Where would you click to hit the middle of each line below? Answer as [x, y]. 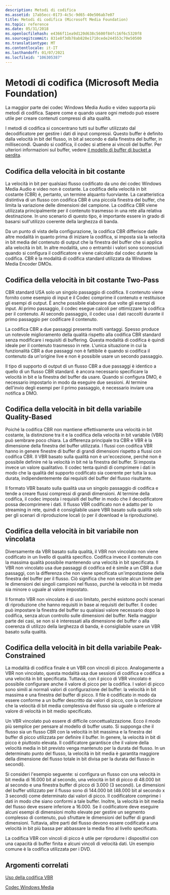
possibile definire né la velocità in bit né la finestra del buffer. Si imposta [80, 462]
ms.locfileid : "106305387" [34, 57]
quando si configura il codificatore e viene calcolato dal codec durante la [81, 253]
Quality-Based [29, 417]
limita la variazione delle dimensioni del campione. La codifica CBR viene [81, 205]
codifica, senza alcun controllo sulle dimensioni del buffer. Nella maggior [81, 615]
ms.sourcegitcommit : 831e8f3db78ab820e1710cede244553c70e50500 [74, 39]
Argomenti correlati [37, 865]
